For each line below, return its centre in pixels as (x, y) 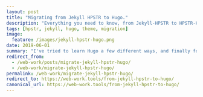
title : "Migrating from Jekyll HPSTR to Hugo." (67, 17)
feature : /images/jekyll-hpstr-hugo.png (63, 40)
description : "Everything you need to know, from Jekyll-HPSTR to (92, 23)
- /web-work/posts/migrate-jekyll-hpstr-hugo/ (71, 62)
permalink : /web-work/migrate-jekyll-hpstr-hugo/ (70, 74)
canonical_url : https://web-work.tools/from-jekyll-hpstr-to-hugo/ (93, 85)
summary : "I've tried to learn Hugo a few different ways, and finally (98, 51)
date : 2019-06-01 (28, 46)
